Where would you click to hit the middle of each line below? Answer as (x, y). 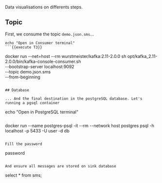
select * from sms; (24, 175)
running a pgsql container (32, 103)
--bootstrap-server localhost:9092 (40, 66)
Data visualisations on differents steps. (44, 7)
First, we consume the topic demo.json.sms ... (49, 34)
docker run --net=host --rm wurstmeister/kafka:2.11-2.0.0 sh (66, 56)
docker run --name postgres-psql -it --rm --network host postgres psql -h (80, 126)
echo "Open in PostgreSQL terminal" (42, 112)
